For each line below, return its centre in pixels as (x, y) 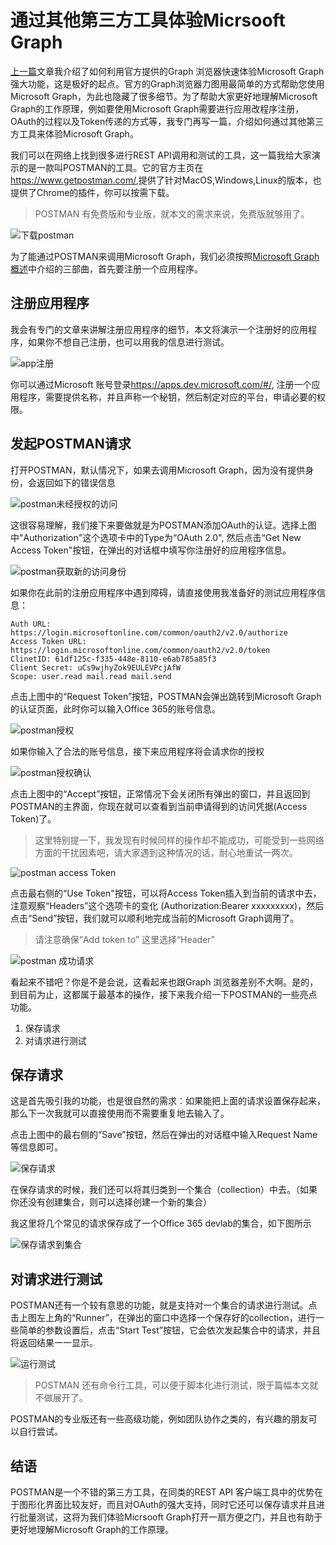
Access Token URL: (48, 641)
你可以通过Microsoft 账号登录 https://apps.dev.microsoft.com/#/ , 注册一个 (161, 384)
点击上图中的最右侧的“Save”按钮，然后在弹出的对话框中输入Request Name (164, 1135)
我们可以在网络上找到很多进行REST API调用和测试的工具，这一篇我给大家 (161, 155)
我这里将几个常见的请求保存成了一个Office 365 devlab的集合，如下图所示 (161, 1223)
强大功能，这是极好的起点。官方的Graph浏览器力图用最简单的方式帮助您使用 (167, 83)
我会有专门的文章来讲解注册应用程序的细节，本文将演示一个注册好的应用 (159, 329)
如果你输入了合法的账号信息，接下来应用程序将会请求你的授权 (137, 751)
